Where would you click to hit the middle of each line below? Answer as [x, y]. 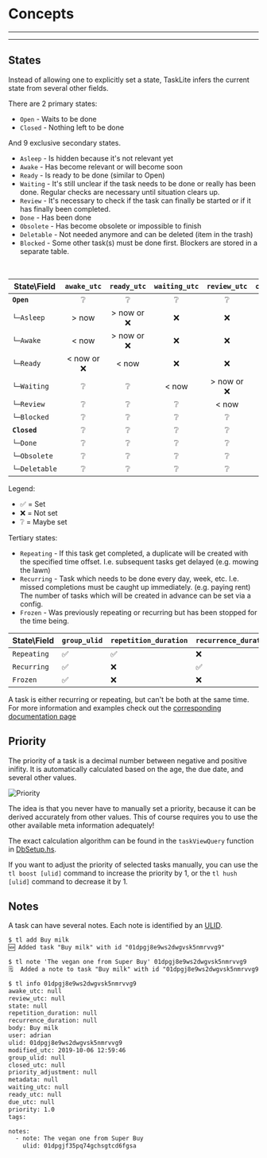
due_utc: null [32, 1102]
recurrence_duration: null [53, 1021]
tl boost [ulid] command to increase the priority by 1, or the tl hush [123, 873]
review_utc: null [37, 998]
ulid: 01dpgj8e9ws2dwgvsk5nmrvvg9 [66, 1043]
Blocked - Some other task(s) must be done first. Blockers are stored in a [139, 243]
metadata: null [33, 1080]
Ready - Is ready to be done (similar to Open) [92, 175]
